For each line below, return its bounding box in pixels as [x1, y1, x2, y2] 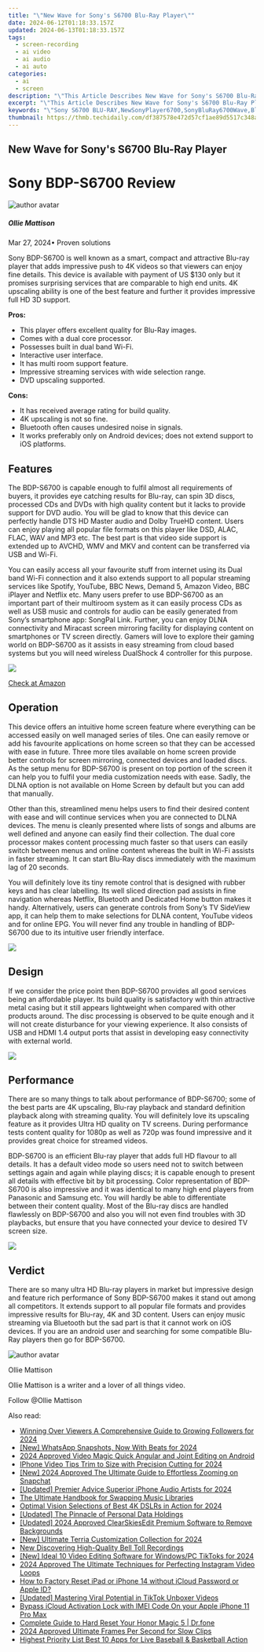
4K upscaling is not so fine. [19, 414, 108, 424]
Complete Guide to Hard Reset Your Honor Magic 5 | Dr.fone [19, 1618, 215, 1628]
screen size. [8, 1226, 48, 1236]
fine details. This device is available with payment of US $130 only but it [8, 270, 241, 280]
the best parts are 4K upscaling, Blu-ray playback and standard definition [8, 1103, 246, 1112]
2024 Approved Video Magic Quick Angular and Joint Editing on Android [19, 1451, 255, 1461]
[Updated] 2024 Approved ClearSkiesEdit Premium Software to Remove [19, 1518, 253, 1528]
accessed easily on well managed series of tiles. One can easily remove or [8, 730, 250, 739]
